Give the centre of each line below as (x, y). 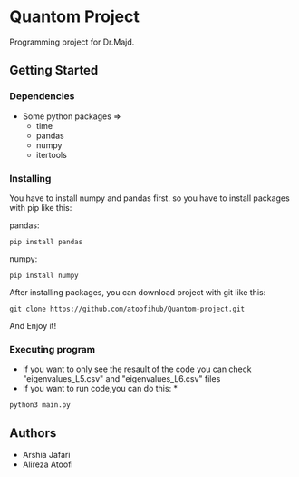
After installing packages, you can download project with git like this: (138, 292)
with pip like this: (41, 207)
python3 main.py (40, 405)
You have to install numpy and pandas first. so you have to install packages (149, 198)
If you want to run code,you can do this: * (100, 389)
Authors (33, 433)
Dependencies (42, 96)
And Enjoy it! (33, 325)
